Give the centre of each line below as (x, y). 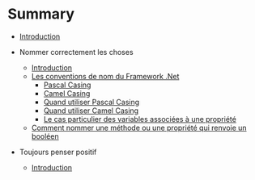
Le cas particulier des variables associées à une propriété (140, 119)
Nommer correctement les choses (76, 52)
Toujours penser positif (58, 152)
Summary (41, 14)
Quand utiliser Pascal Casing (91, 102)
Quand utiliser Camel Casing (91, 111)
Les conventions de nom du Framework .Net (105, 76)
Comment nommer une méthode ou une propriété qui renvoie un (139, 128)
